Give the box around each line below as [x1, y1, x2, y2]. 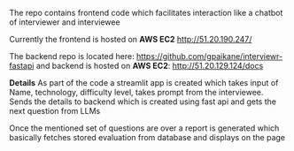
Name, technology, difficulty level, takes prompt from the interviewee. [9, 87, 264, 97]
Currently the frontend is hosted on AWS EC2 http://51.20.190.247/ [9, 34, 252, 44]
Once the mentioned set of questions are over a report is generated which [9, 123, 280, 133]
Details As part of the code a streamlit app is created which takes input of [9, 78, 279, 87]
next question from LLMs [9, 106, 101, 116]
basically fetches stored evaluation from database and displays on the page [9, 132, 286, 142]
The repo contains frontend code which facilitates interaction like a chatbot [9, 8, 283, 18]
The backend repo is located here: [9, 51, 135, 61]
